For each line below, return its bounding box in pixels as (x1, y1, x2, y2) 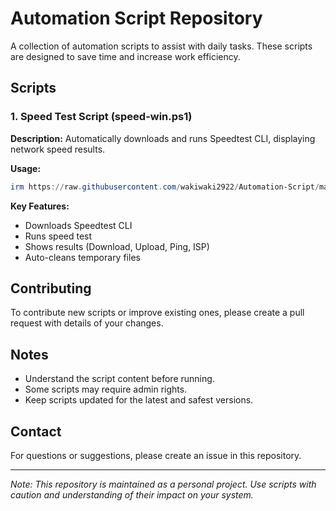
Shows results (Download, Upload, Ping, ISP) (24, 240, 210, 252)
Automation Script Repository (10, 7, 263, 30)
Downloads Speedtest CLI (24, 219, 133, 231)
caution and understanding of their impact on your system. (10, 488, 254, 501)
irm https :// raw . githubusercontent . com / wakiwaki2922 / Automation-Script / (10, 182, 320, 192)
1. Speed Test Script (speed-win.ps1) (10, 110, 193, 124)
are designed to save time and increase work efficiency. (10, 50, 241, 62)
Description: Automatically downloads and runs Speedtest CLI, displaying (10, 132, 316, 144)
